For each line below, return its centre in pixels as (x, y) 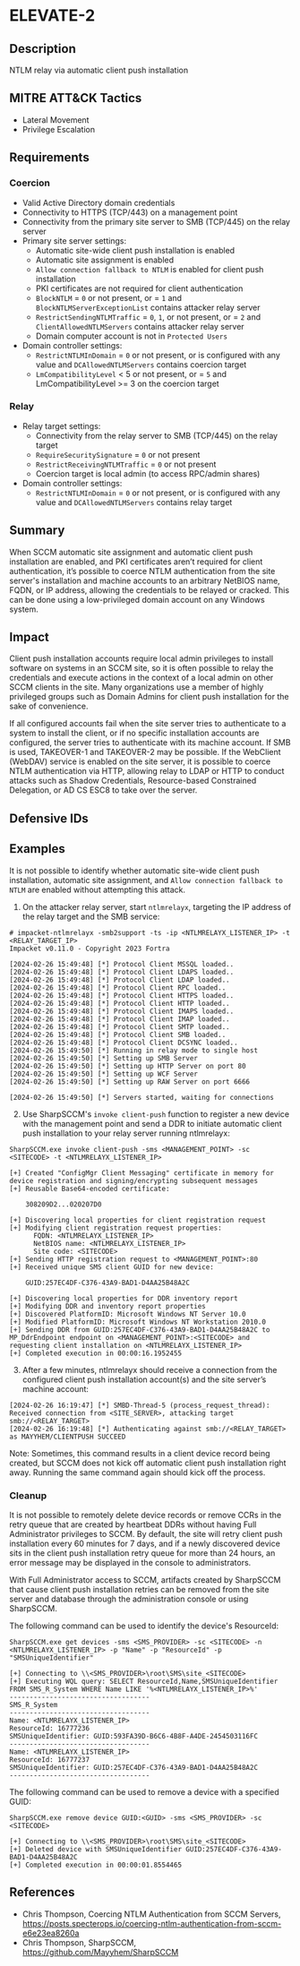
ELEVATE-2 (52, 16)
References (42, 1892)
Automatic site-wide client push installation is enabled (135, 250)
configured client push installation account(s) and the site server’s (144, 1379)
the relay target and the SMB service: (91, 916)
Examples (37, 849)
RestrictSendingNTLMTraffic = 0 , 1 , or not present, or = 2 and (148, 317)
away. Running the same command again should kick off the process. (137, 1472)
